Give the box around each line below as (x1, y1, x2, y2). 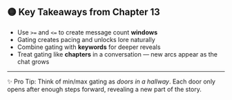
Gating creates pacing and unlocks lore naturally (17, 35, 155, 43)
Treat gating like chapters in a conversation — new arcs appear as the (17, 50, 217, 58)
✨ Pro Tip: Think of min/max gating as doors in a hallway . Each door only (7, 77, 216, 86)
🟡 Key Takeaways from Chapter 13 (7, 6, 160, 18)
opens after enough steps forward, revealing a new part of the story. (7, 85, 202, 93)
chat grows (17, 57, 50, 66)
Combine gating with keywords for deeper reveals (17, 43, 161, 51)
